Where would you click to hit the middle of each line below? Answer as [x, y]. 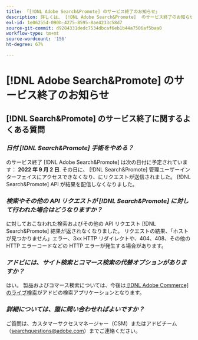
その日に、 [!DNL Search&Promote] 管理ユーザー [121, 169]
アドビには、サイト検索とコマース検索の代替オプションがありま [96, 262]
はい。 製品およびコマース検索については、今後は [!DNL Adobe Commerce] [98, 285]
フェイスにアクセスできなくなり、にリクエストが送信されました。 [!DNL [104, 177]
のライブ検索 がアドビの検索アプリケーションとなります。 [75, 293]
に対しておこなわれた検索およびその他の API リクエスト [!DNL [81, 224]
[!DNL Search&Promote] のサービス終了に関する [95, 119]
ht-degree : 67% [25, 45]
